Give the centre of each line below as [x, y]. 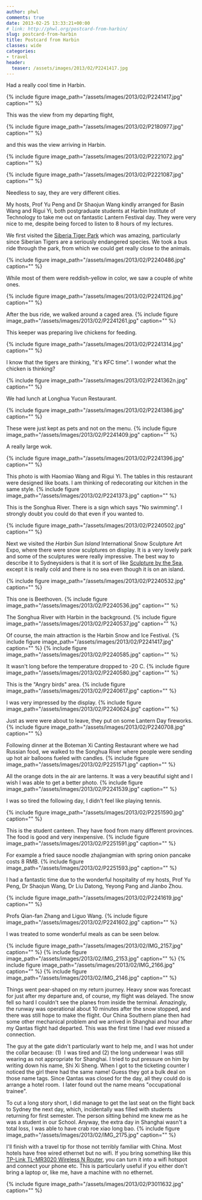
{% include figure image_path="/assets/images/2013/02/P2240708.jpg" [96, 727]
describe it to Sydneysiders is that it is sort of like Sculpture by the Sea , [95, 563]
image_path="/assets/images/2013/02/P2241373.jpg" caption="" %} [92, 495]
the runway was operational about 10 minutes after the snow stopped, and [98, 1009]
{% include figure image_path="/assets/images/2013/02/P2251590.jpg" [95, 813]
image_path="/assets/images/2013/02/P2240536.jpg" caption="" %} [92, 605]
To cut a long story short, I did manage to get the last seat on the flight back [100, 1103]
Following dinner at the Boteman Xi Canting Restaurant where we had [93, 745]
